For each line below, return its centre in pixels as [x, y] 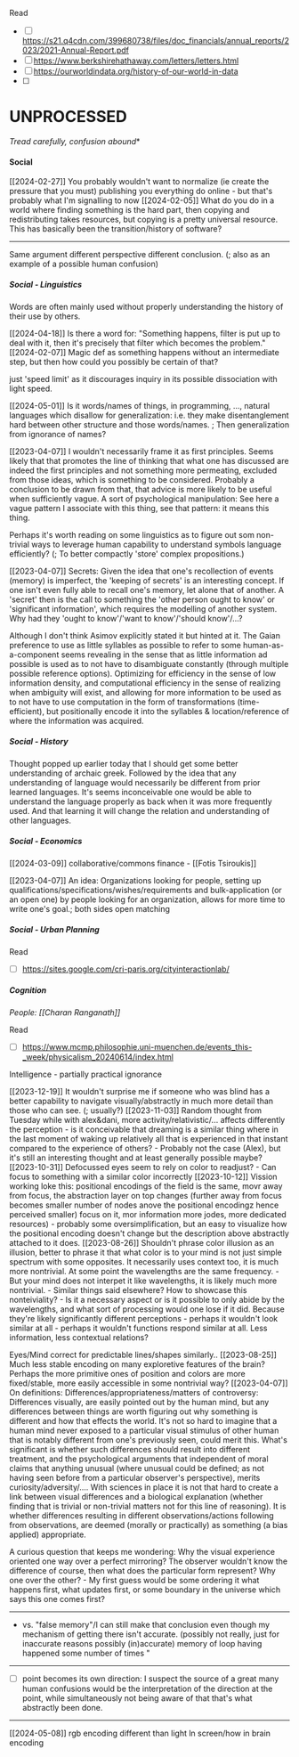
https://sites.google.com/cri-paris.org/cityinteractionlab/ [125, 969]
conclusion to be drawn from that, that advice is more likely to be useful [141, 490]
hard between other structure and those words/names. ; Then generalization [149, 425]
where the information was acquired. [77, 721]
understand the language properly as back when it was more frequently [141, 801]
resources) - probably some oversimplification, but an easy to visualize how [148, 1224]
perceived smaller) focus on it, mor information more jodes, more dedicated [148, 1215]
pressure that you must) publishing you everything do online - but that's [141, 191]
